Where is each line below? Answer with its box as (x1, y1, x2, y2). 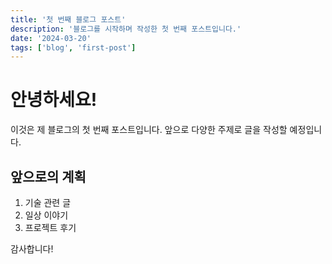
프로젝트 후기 (24, 222, 77, 233)
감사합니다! (10, 243, 54, 255)
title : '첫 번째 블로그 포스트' (10, 14, 127, 25)
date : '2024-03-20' (10, 33, 92, 43)
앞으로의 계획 (10, 168, 87, 185)
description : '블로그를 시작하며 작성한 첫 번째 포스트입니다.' (10, 24, 242, 34)
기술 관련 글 (24, 197, 72, 208)
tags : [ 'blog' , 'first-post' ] (10, 42, 137, 53)
